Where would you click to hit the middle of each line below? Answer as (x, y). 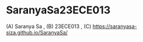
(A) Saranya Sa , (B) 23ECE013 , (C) (49, 26)
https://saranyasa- (115, 26)
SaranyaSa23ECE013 (58, 10)
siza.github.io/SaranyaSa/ (37, 32)
